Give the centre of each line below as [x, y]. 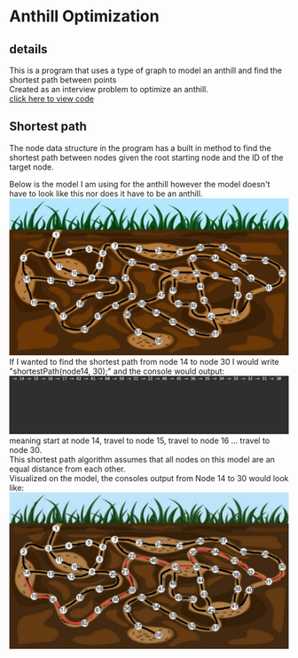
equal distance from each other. [67, 469]
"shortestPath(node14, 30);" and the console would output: [117, 371]
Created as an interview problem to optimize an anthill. [109, 89]
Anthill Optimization [84, 16]
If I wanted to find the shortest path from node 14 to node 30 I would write [144, 361]
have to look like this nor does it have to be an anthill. [106, 194]
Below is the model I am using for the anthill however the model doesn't [140, 184]
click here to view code [52, 99]
